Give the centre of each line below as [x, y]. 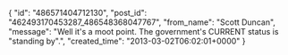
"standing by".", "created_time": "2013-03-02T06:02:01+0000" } [127, 41]
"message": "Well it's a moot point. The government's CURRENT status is [144, 31]
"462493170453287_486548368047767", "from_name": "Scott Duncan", [142, 22]
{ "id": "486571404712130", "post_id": [78, 13]
